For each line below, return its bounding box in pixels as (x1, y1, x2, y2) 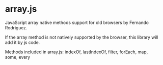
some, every (5, 54, 30, 60)
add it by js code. (5, 39, 40, 45)
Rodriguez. (5, 24, 27, 30)
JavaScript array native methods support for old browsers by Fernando (5, 20, 149, 25)
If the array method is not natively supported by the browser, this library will (5, 34, 159, 40)
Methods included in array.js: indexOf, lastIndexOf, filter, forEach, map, (5, 49, 148, 55)
